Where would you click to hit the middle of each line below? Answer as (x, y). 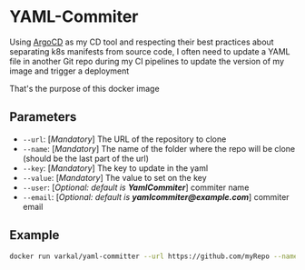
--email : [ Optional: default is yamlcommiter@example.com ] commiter (156, 196)
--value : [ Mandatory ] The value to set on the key (114, 177)
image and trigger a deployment (69, 71)
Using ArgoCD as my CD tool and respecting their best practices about (142, 42)
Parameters (43, 117)
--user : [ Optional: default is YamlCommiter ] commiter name (136, 187)
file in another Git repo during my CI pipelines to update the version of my (147, 61)
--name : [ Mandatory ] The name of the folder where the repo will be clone (159, 148)
